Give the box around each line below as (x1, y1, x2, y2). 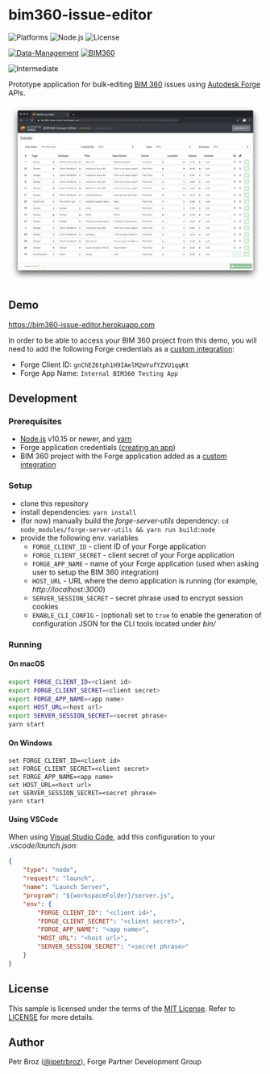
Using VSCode (8, 814, 59, 823)
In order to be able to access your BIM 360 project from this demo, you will (8, 335, 257, 345)
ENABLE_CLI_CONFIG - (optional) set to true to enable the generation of (31, 610, 262, 620)
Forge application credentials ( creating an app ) (19, 443, 176, 453)
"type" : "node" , (23, 866, 78, 874)
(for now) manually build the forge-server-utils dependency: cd (19, 516, 230, 525)
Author (8, 1035, 44, 1049)
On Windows (8, 738, 52, 748)
